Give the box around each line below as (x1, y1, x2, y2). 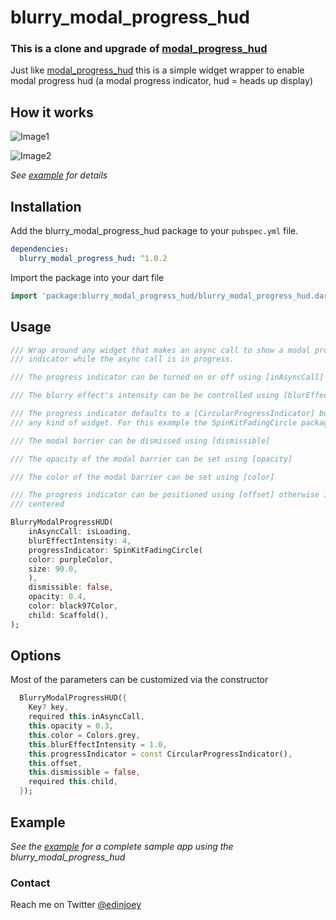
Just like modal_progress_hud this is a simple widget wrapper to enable (10, 64, 305, 76)
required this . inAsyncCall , (28, 712, 145, 722)
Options (10, 647, 62, 665)
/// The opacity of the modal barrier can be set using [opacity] (10, 454, 293, 464)
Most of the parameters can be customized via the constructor (10, 674, 269, 686)
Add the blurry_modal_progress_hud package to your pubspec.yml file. (10, 225, 299, 237)
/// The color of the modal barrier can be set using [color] (10, 472, 275, 482)
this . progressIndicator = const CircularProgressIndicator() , (28, 749, 293, 759)
